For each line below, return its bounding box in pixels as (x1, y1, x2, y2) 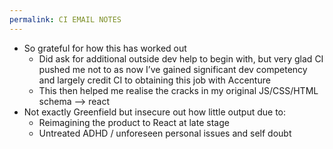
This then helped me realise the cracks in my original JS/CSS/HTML (38, 84, 319, 96)
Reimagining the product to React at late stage (38, 116, 230, 128)
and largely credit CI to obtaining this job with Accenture (38, 74, 271, 86)
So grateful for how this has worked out (23, 42, 187, 54)
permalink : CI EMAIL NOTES (9, 14, 122, 25)
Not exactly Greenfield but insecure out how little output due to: (23, 106, 287, 118)
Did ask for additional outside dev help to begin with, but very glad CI (38, 52, 324, 65)
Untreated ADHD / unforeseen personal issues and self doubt (38, 127, 292, 139)
